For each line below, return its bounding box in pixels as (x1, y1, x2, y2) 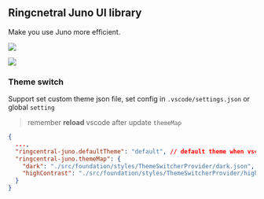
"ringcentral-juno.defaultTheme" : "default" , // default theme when (15, 147, 244, 156)
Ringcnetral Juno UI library (8, 6, 142, 20)
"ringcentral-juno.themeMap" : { (15, 155, 122, 163)
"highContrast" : (22, 169, 76, 178)
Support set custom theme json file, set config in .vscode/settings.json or (8, 94, 250, 104)
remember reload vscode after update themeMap (27, 118, 182, 127)
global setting (8, 102, 55, 112)
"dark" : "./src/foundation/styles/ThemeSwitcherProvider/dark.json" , (22, 162, 255, 170)
